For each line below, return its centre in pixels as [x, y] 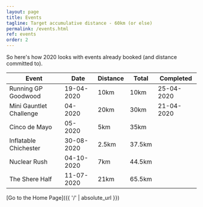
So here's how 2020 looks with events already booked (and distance [92, 57]
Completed [176, 78]
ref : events [21, 34]
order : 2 [17, 40]
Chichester [25, 148]
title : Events [24, 18]
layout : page [23, 12]
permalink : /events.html [37, 29]
